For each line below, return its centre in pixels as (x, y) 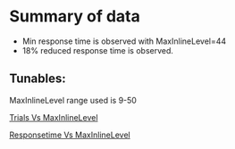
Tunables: (38, 79)
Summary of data (75, 17)
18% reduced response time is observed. (98, 50)
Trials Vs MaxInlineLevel (54, 117)
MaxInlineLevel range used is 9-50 (73, 100)
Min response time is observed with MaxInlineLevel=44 (124, 41)
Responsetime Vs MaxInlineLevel (70, 135)
